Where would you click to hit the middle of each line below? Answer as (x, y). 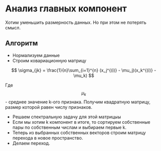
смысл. (13, 27)
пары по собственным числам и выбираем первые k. (69, 127)
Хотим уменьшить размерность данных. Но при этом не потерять (76, 22)
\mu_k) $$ (84, 75)
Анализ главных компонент (66, 9)
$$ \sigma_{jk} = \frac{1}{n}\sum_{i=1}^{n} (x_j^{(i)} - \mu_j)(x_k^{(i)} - (84, 70)
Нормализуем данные (36, 55)
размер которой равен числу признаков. (49, 107)
